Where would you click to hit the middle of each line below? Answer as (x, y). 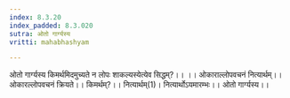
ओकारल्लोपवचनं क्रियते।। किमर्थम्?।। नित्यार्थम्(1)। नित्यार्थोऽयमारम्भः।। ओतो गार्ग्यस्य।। (139, 85)
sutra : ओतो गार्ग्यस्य (40, 34)
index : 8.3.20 (36, 17)
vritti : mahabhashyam (49, 42)
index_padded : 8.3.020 (51, 26)
